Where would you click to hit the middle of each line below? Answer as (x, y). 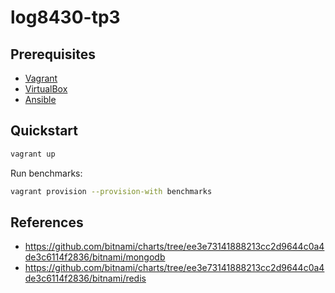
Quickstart (44, 131)
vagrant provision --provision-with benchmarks (111, 191)
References (47, 222)
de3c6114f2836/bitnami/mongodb (95, 257)
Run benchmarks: (46, 173)
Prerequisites (53, 54)
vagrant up (33, 154)
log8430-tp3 (65, 17)
